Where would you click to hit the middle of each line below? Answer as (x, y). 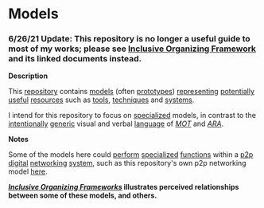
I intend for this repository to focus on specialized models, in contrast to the (132, 116)
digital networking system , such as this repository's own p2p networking (127, 163)
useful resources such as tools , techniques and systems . (101, 100)
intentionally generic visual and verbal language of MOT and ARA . (116, 124)
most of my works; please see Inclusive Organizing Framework (132, 49)
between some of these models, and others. (83, 195)
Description (28, 76)
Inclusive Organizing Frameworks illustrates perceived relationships (124, 187)
